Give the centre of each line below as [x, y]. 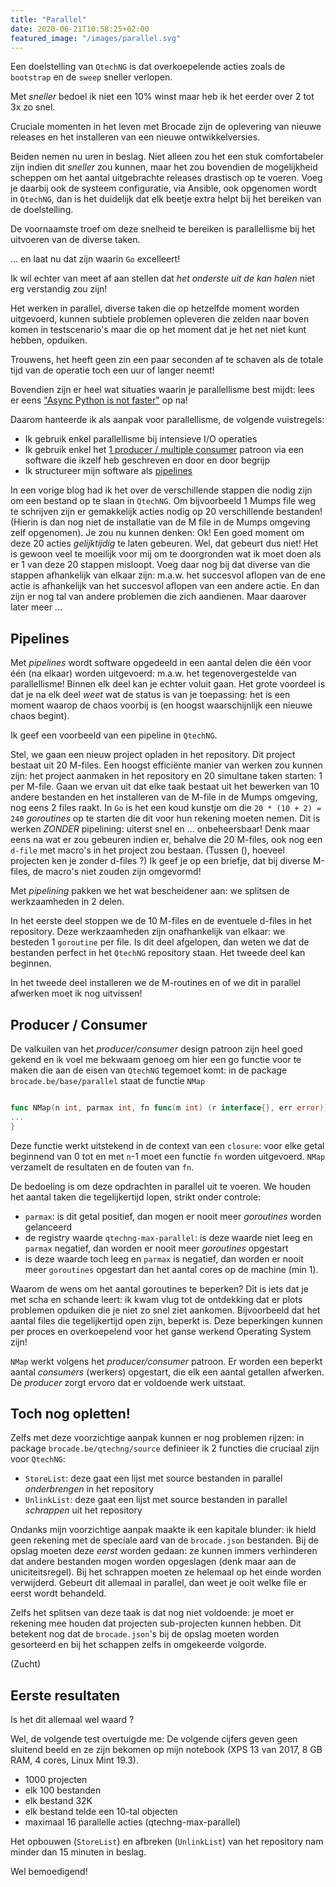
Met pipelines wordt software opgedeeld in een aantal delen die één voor [161, 663]
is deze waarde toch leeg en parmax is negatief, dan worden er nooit [164, 1258]
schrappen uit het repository [83, 1510]
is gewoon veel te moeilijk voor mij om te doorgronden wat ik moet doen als [166, 554]
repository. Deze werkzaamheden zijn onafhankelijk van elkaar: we [148, 932]
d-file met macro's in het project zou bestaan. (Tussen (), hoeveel [147, 850]
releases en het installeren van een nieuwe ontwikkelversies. [135, 137]
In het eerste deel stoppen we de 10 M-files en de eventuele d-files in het [161, 921]
